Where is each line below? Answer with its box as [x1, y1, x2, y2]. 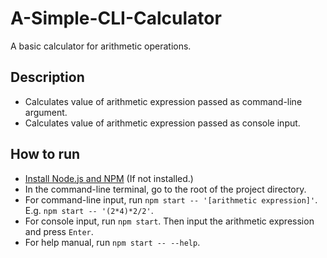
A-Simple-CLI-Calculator [10, 7, 222, 30]
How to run [10, 146, 81, 163]
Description [10, 69, 85, 86]
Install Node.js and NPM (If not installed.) [24, 172, 194, 184]
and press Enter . [24, 225, 94, 237]
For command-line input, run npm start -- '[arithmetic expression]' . [24, 193, 318, 206]
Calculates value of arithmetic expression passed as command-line [24, 95, 303, 107]
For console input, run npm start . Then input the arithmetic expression [24, 215, 315, 227]
